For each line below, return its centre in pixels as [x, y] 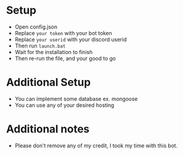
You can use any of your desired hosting [64, 105]
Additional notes [48, 129]
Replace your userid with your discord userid [71, 39]
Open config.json [36, 27]
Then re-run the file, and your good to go [65, 58]
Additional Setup [49, 82]
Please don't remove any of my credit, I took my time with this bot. [96, 145]
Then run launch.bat [40, 46]
